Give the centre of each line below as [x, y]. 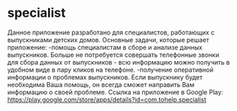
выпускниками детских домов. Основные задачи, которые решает [109, 39]
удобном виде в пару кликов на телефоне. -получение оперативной [110, 70]
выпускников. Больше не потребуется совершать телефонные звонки [113, 55]
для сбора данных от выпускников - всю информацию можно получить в [118, 62]
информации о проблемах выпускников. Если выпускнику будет [105, 77]
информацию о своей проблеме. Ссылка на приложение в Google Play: [115, 92]
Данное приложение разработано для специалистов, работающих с [111, 32]
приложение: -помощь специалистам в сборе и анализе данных [105, 47]
